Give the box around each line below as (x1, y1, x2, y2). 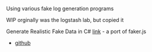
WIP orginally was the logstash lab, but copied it (6, 17, 124, 23)
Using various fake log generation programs (6, 5, 114, 12)
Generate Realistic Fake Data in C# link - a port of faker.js (6, 28, 147, 35)
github (14, 40, 31, 46)
